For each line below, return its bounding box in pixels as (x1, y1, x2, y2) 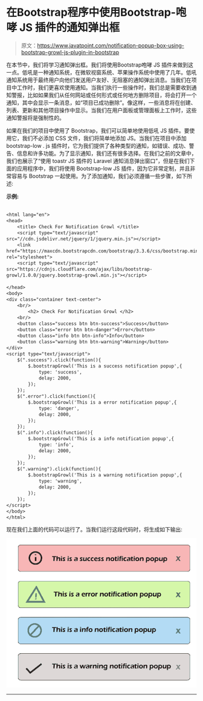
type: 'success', (38, 369, 83, 375)
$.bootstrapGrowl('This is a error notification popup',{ (28, 399, 177, 406)
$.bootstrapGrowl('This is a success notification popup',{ (28, 363, 182, 369)
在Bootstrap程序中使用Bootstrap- (6, 5, 176, 19)
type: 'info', (38, 441, 74, 448)
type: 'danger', (38, 405, 80, 412)
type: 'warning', (38, 478, 83, 484)
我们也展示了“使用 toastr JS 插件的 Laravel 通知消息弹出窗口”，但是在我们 (6, 157, 190, 164)
